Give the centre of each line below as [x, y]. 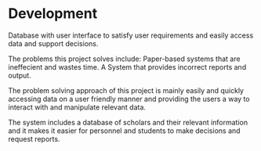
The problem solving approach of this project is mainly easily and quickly [126, 90]
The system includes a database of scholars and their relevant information [128, 122]
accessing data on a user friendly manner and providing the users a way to [129, 99]
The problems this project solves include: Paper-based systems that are [124, 59]
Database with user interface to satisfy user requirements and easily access [131, 35]
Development [53, 14]
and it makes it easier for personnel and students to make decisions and [124, 131]
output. [20, 75]
